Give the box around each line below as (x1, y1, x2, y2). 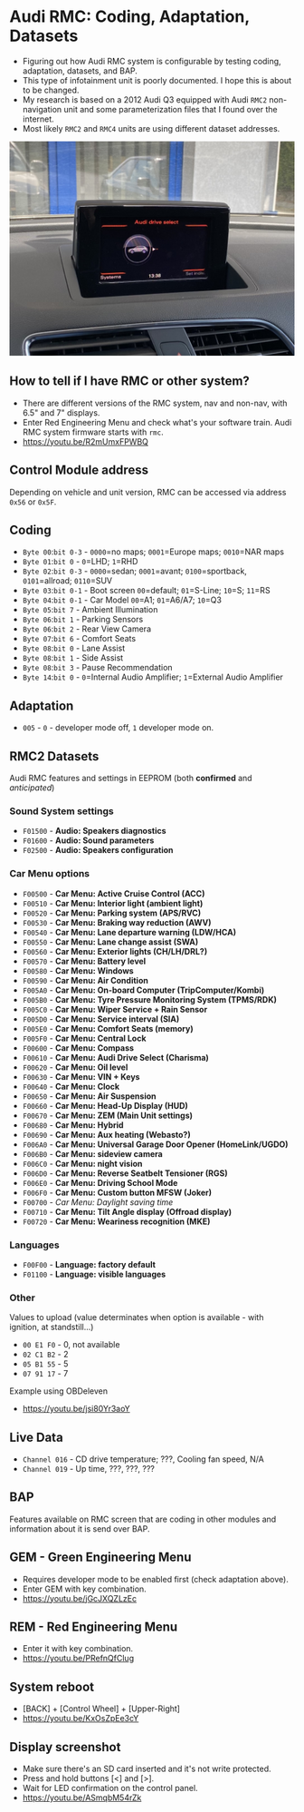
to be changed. (22, 84, 80, 95)
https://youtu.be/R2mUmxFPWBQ (22, 436, 149, 446)
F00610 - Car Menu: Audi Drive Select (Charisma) (22, 1052, 210, 1063)
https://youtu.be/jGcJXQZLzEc (22, 1592, 138, 1603)
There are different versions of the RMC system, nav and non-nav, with (22, 397, 288, 408)
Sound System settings (9, 805, 115, 818)
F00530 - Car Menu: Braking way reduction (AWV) (22, 916, 212, 927)
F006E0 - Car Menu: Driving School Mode (22, 1177, 178, 1188)
